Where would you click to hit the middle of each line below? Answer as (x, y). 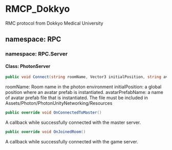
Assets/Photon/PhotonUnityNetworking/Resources (59, 103)
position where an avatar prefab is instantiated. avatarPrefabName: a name (84, 92)
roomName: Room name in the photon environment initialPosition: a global (83, 87)
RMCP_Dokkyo (38, 9)
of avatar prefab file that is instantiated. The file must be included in (77, 98)
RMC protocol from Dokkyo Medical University (54, 23)
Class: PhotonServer (28, 66)
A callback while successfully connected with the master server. (73, 123)
